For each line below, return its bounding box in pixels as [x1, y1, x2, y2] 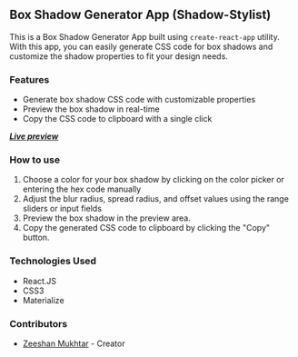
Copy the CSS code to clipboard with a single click [22, 114, 213, 124]
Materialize [22, 294, 65, 305]
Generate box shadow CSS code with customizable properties [22, 94, 256, 105]
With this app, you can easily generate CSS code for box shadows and [9, 41, 273, 52]
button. [22, 232, 50, 243]
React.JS [22, 275, 57, 286]
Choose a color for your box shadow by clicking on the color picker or [22, 174, 284, 185]
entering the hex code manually [22, 183, 142, 194]
